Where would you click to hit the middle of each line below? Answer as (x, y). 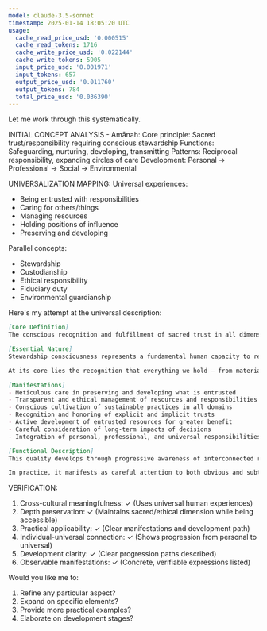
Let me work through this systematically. (75, 119)
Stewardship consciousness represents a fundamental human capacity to (129, 356)
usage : (19, 30)
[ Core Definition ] (39, 327)
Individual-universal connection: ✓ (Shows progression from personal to (138, 537)
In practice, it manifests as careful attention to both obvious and (126, 473)
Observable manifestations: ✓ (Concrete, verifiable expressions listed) (135, 562)
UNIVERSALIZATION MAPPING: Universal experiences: (98, 184)
